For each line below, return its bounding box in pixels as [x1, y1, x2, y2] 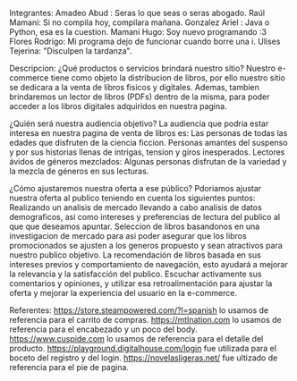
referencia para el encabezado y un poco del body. [9, 324, 198, 334]
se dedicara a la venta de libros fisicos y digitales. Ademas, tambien [9, 82, 259, 92]
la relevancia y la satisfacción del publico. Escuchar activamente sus [9, 268, 262, 279]
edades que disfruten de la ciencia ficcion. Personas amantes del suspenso [9, 138, 288, 148]
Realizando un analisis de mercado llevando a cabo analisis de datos [9, 202, 262, 213]
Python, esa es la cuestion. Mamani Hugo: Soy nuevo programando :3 [9, 27, 267, 37]
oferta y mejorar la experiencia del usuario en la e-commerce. [9, 288, 237, 298]
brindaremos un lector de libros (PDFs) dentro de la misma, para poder [9, 91, 270, 102]
